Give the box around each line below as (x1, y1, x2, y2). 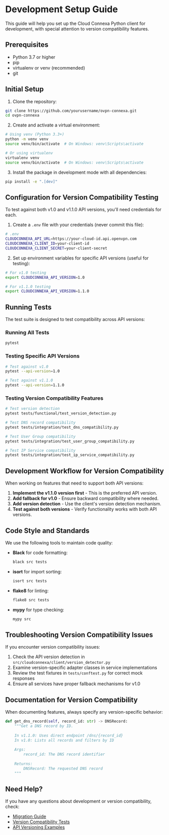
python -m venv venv (5, 137, 49, 142)
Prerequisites (5, 41, 49, 49)
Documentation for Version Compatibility (5, 695, 138, 704)
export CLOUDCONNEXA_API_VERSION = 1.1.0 (5, 288, 90, 294)
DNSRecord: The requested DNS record (23, 766, 103, 771)
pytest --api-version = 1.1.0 (5, 382, 65, 388)
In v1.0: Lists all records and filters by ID (14, 737, 114, 743)
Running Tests (5, 303, 52, 311)
